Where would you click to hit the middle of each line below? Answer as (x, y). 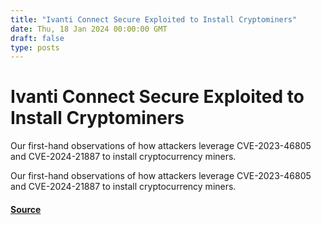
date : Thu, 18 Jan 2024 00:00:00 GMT (89, 29)
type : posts (35, 47)
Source (26, 209)
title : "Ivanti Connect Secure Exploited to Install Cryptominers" (154, 19)
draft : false (37, 38)
